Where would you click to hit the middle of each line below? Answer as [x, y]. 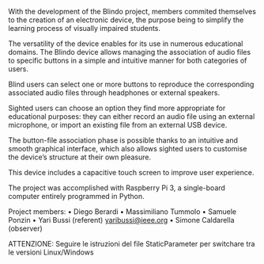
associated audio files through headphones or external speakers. [114, 93]
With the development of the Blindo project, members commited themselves [132, 11]
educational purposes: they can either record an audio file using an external [132, 117]
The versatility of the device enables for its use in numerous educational [126, 44]
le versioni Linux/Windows [51, 252]
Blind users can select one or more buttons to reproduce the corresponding [131, 84]
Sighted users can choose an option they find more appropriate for [117, 108]
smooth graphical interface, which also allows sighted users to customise [128, 149]
